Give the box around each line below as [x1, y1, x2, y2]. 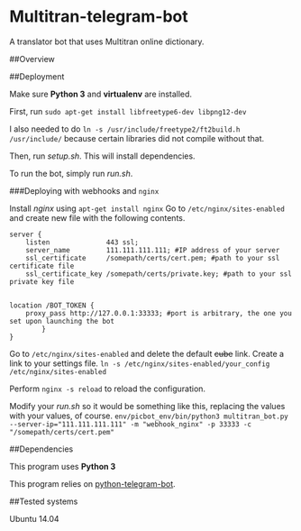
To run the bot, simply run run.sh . [9, 168, 133, 179]
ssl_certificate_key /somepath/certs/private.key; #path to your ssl [25, 269, 293, 279]
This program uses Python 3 [9, 461, 116, 471]
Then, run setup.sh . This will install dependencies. [9, 151, 196, 161]
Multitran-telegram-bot [9, 6, 189, 27]
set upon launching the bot [9, 316, 115, 325]
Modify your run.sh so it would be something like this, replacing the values [9, 400, 286, 411]
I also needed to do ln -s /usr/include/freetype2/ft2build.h [9, 124, 241, 134]
